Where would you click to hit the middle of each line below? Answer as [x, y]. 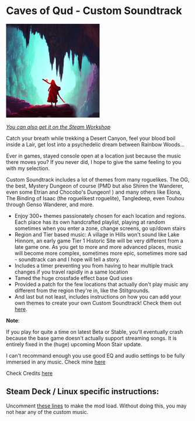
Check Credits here [29, 373]
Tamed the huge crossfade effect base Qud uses [73, 278]
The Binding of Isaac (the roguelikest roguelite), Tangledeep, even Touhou [95, 198]
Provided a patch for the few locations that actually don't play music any [101, 284]
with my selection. [28, 168]
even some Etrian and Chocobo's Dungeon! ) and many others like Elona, [94, 192]
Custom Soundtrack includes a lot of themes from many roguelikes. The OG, [98, 179]
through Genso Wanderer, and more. [50, 204]
